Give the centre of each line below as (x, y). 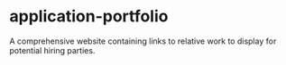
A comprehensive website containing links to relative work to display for (143, 41)
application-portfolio (89, 16)
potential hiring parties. (52, 50)
